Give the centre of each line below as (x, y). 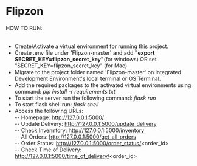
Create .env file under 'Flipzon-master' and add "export (85, 52)
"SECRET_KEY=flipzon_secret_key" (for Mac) (71, 66)
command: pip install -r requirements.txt (65, 91)
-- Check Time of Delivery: (48, 150)
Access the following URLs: (49, 111)
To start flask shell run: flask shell (57, 104)
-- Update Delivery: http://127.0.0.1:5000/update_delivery (85, 123)
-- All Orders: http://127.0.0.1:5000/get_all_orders (75, 137)
